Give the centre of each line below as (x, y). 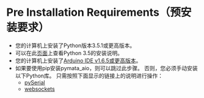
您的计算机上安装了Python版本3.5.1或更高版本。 (75, 45)
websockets (39, 89)
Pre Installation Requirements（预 (94, 12)
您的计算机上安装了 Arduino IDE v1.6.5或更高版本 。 (78, 60)
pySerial (35, 82)
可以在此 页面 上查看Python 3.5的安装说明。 (69, 53)
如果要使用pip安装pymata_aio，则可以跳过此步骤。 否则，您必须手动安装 (107, 68)
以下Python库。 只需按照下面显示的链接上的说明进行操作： (89, 76)
